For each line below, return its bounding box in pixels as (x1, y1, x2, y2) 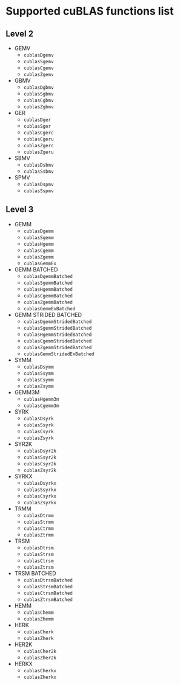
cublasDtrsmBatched (23, 577, 73, 583)
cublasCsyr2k (23, 461, 57, 467)
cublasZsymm (23, 383, 54, 389)
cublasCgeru (23, 136, 54, 142)
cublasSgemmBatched (23, 280, 73, 286)
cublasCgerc (23, 130, 54, 136)
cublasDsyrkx (23, 480, 57, 486)
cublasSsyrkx (23, 487, 57, 493)
